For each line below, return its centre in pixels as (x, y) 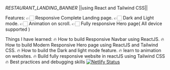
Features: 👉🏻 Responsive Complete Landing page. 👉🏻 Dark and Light (80, 18)
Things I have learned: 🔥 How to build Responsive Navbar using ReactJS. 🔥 (85, 39)
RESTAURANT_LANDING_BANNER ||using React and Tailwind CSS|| (77, 8)
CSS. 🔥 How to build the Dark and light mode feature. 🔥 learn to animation (83, 50)
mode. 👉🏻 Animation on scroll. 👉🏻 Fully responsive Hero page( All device (84, 24)
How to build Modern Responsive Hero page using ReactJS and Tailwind (82, 45)
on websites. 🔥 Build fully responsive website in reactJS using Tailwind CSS (85, 56)
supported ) (18, 29)
